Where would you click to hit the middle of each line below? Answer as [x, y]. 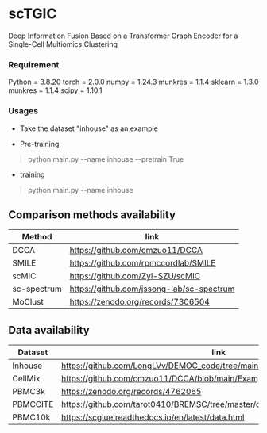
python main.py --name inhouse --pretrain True [106, 159]
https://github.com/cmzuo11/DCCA [136, 251]
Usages [23, 111]
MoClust [28, 302]
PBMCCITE [33, 404]
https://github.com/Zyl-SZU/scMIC [135, 276]
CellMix [26, 379]
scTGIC [33, 14]
